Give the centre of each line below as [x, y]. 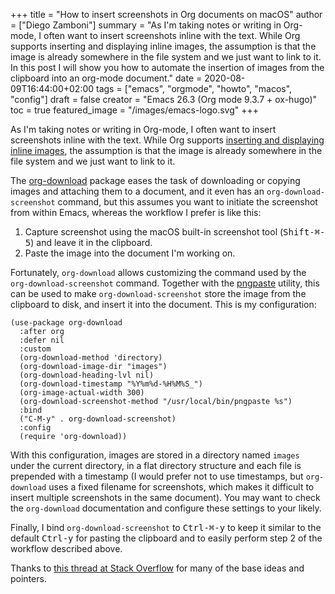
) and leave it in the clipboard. [91, 242]
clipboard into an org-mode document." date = [106, 78]
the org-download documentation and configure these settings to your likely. [166, 508]
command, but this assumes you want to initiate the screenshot [187, 202]
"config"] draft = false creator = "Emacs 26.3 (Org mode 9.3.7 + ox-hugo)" [164, 99]
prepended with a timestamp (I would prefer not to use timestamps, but [157, 476]
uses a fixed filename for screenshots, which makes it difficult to [181, 487]
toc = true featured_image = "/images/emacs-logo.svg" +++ [135, 110]
